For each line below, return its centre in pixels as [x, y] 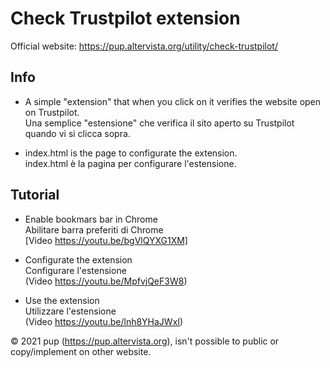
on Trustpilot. [52, 112]
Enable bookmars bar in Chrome [91, 219]
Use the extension [62, 300]
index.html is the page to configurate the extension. [131, 153]
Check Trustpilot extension [125, 18]
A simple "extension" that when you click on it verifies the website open [173, 101]
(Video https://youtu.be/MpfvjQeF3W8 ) [106, 281]
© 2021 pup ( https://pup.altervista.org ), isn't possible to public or [145, 341]
